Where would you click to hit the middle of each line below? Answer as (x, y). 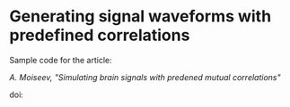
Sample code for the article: (61, 60)
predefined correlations (100, 35)
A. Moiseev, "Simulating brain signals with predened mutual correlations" (145, 77)
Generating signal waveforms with (141, 16)
